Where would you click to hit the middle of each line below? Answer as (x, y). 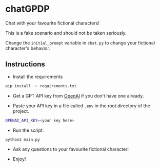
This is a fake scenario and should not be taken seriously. (66, 33)
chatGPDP (27, 9)
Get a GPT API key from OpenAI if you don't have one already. (78, 96)
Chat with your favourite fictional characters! (53, 23)
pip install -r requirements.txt (41, 86)
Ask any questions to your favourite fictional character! (71, 149)
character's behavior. (28, 48)
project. (21, 111)
